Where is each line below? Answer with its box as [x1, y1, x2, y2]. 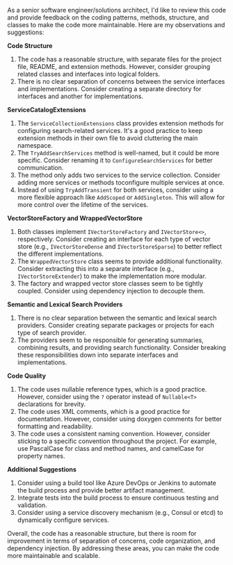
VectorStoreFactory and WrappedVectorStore [7, 214, 143, 222]
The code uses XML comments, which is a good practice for [17, 408, 191, 415]
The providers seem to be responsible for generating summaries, [17, 336, 204, 344]
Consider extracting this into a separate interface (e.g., [17, 265, 175, 272]
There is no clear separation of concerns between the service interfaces [17, 77, 225, 86]
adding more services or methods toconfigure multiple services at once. [17, 178, 225, 187]
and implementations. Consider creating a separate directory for [17, 85, 202, 93]
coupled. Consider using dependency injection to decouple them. [17, 287, 205, 295]
